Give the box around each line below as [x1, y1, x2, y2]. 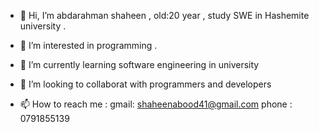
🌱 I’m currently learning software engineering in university [19, 59, 260, 70]
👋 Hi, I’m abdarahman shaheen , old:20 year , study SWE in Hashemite [19, 10, 310, 21]
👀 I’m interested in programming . [19, 40, 158, 51]
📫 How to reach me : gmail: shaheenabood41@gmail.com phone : [19, 98, 293, 110]
